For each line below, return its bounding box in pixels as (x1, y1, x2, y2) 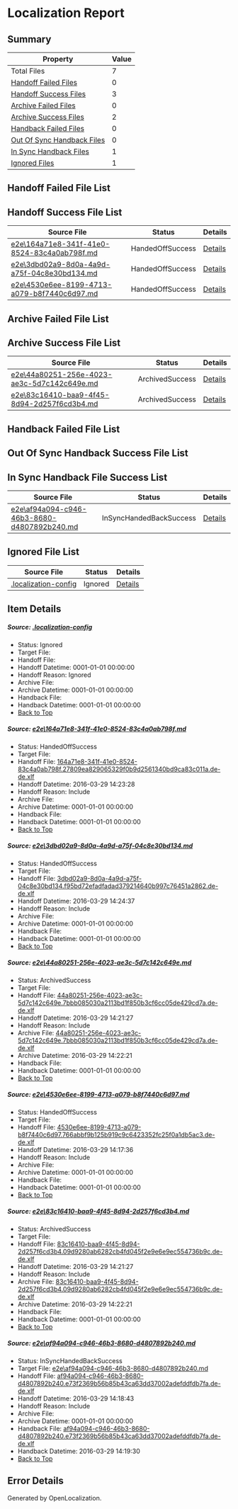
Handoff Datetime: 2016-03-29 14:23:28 (17, 780, 135, 789)
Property (42, 55, 74, 64)
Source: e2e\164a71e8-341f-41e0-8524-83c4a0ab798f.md (7, 724, 186, 733)
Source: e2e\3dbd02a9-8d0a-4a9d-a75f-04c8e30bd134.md (7, 841, 193, 850)
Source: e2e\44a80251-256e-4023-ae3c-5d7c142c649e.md (7, 958, 192, 967)
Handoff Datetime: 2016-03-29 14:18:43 (17, 1394, 135, 1403)
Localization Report (7, 5, 125, 21)
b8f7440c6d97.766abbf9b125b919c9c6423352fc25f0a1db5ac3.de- (17, 1131, 215, 1139)
